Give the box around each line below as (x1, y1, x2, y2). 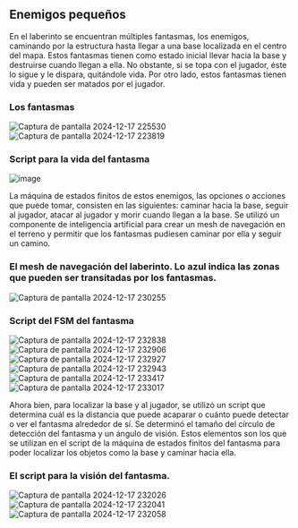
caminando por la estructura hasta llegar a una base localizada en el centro (9, 40, 287, 51)
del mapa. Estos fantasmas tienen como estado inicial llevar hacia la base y (9, 49, 287, 61)
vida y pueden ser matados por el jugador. (9, 78, 166, 89)
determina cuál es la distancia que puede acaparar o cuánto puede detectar (9, 409, 289, 420)
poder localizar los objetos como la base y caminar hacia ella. (9, 447, 237, 457)
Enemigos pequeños (9, 7, 127, 22)
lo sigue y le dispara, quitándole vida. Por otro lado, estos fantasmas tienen (9, 69, 286, 80)
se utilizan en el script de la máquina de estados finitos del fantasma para (9, 438, 281, 448)
